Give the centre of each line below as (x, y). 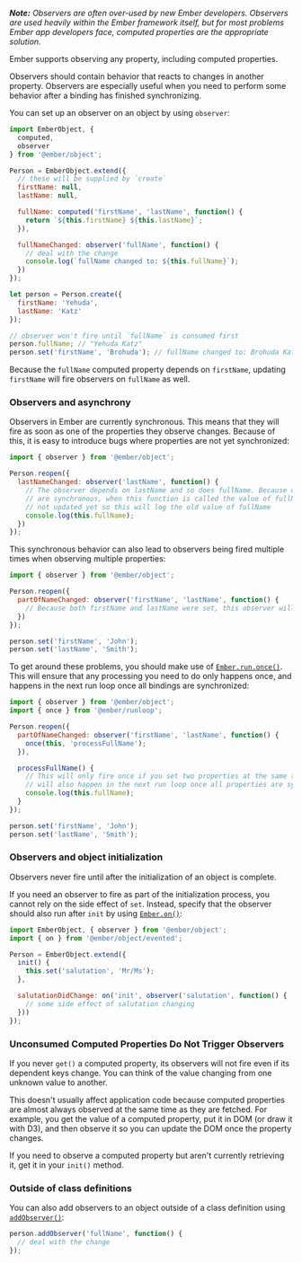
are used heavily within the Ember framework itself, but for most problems (147, 22)
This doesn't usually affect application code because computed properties (147, 1100)
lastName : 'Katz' (50, 311)
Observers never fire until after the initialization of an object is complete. (143, 877)
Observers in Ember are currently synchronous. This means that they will (144, 422)
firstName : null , (50, 188)
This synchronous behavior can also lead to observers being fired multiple (147, 549)
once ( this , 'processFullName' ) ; (86, 743)
